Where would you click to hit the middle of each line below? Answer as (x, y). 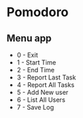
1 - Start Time (37, 63)
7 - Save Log (35, 107)
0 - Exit (27, 55)
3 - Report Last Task (46, 77)
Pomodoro (38, 12)
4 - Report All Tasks (45, 85)
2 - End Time (36, 70)
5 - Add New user (43, 92)
